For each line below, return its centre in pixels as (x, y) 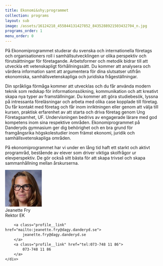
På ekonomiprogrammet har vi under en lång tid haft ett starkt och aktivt (78, 147)
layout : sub (17, 21)
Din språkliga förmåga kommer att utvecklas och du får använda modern (78, 86)
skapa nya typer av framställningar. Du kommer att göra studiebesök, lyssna (82, 96)
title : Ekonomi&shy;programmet (37, 10)
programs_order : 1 (24, 31)
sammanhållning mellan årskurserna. (42, 163)
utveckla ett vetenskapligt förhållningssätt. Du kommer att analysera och (78, 66)
